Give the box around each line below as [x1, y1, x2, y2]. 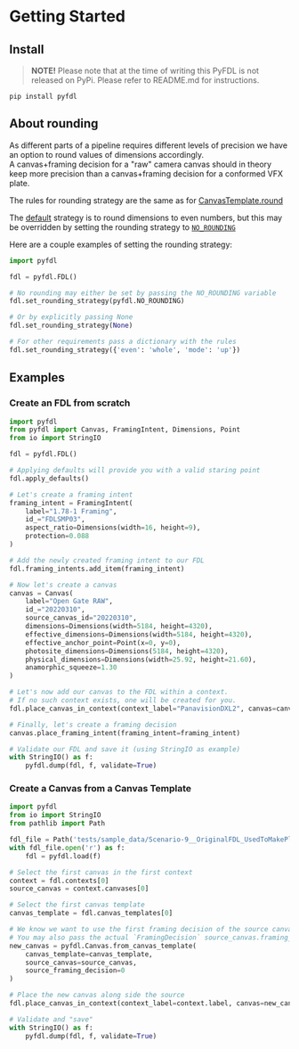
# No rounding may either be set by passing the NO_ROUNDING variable [9, 288, 277, 298]
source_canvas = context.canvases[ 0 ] [9, 884, 149, 893]
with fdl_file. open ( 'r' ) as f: [9, 843, 125, 852]
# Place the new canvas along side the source [9, 991, 185, 1000]
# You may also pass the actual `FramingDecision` [9, 933, 201, 942]
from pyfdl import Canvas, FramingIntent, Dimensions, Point [9, 425, 241, 434]
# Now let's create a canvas [9, 580, 117, 589]
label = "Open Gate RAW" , [25, 597, 114, 606]
